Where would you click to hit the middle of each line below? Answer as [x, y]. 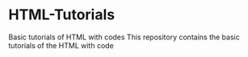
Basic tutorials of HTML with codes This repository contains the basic [124, 37]
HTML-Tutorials [62, 15]
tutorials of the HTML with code [61, 45]
